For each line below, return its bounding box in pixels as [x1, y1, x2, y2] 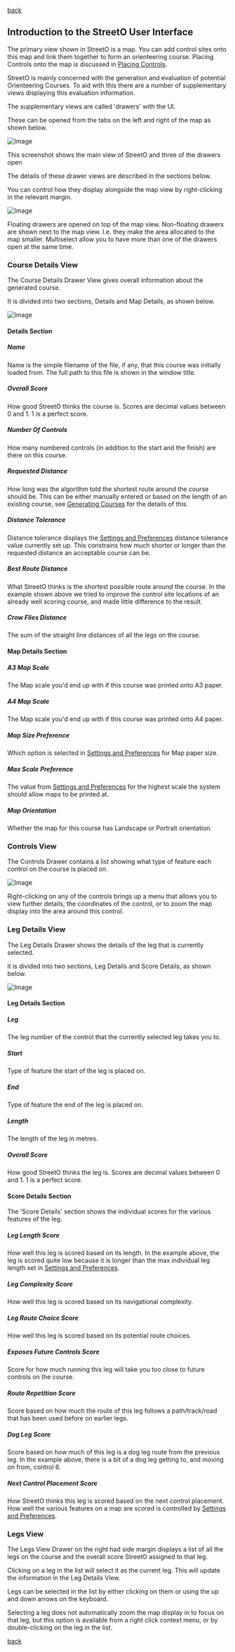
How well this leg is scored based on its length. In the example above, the [7, 1249, 220, 1257]
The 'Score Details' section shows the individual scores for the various [7, 1207, 211, 1216]
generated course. [7, 284, 61, 292]
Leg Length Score [7, 1231, 60, 1239]
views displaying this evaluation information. [7, 88, 135, 97]
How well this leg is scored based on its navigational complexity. [7, 1297, 194, 1306]
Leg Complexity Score [7, 1280, 74, 1288]
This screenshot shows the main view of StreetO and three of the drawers [7, 151, 221, 159]
